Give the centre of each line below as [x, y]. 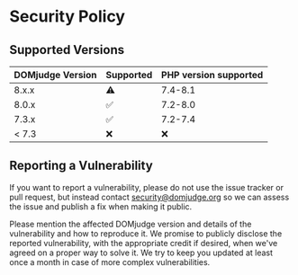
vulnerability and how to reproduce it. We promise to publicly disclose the [146, 233]
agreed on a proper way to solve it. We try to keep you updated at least [141, 253]
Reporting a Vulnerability [81, 166]
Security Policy [68, 17]
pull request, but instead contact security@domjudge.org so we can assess [149, 197]
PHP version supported [212, 75]
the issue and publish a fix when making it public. [101, 206]
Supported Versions [67, 50]
